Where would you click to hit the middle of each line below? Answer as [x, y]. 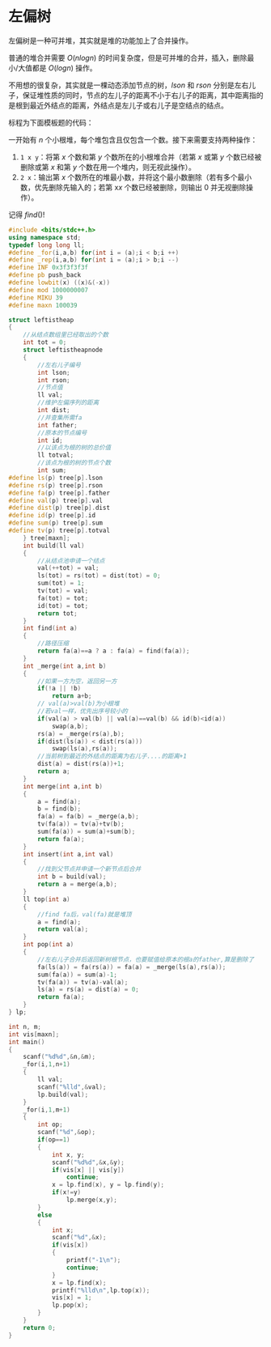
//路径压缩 [53, 644]
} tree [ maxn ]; [47, 538]
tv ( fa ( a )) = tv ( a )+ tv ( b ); [81, 824]
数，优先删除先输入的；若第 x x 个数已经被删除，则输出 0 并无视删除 [133, 187]
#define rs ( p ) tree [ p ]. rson [56, 485]
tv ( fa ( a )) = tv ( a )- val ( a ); [83, 982]
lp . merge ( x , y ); [91, 1200]
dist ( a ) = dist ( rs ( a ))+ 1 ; [81, 764]
